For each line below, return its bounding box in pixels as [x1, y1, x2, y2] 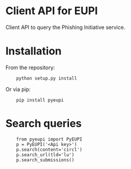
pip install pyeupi [16, 97, 64, 103]
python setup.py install [16, 75, 77, 81]
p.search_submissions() [16, 157, 75, 163]
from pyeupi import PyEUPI [16, 136, 83, 142]
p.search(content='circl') [16, 147, 83, 152]
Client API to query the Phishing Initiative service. [5, 24, 126, 31]
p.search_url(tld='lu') [16, 152, 75, 158]
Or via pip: [5, 86, 31, 93]
